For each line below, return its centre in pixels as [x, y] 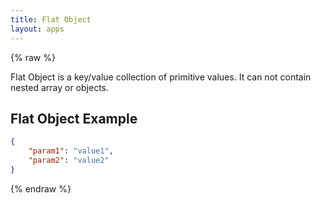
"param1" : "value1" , [71, 151]
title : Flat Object [51, 19]
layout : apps [37, 29]
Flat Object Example [74, 118]
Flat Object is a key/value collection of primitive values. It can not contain [161, 77]
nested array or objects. [60, 87]
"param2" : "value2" [69, 161]
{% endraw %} [41, 188]
